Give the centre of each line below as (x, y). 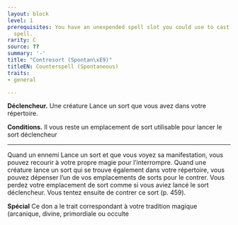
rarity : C (22, 40)
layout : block (28, 14)
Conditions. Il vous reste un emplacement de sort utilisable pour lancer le (115, 127)
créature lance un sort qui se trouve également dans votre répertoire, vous (116, 170)
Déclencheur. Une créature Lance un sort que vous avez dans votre (107, 106)
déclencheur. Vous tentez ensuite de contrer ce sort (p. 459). (97, 192)
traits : (19, 73)
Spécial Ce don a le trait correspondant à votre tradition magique (102, 207)
